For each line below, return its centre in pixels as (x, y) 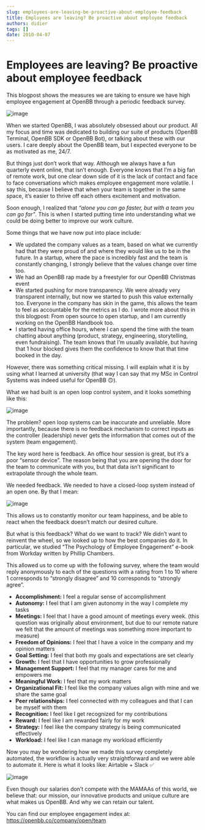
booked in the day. (39, 356)
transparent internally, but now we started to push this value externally (104, 297)
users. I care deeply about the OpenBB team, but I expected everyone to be (102, 145)
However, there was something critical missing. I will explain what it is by (98, 367)
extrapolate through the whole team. (52, 473)
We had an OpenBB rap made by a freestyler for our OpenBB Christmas (105, 277)
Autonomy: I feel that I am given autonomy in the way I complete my (102, 603)
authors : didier (27, 23)
